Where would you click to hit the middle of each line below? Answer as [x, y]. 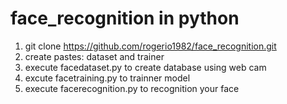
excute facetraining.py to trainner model [107, 78]
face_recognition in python [125, 18]
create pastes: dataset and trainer [94, 56]
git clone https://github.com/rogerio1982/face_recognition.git [150, 46]
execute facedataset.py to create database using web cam [145, 67]
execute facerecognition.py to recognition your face [132, 88]
